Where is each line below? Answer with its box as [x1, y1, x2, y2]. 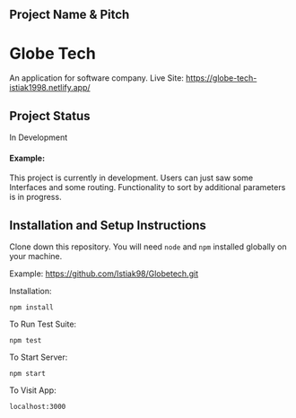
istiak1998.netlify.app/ [9, 83, 91, 93]
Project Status [9, 108, 91, 124]
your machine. [9, 251, 63, 262]
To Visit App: [9, 385, 57, 396]
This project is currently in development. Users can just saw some [9, 172, 254, 183]
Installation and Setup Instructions [9, 217, 206, 232]
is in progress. [9, 192, 62, 203]
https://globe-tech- [185, 73, 257, 83]
